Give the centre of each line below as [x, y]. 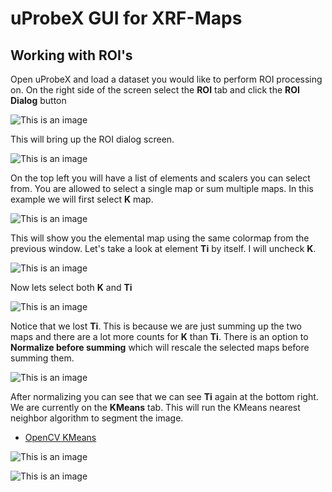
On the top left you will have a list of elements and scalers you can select [160, 178]
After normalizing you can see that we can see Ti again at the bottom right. [164, 396]
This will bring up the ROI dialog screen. [92, 139]
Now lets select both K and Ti [71, 287]
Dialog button [38, 100]
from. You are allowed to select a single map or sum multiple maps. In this [162, 188]
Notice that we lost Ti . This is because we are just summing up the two [156, 326]
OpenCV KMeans [60, 437]
